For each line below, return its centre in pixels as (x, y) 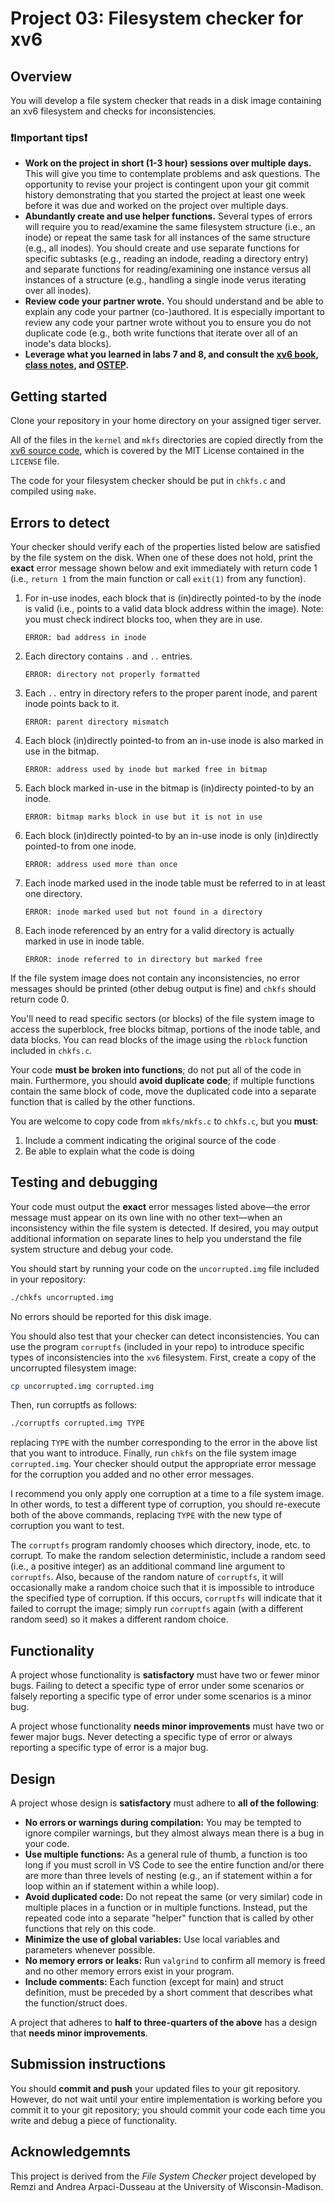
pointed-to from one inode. (80, 846)
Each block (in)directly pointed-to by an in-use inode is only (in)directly (171, 835)
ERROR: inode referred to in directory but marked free (143, 959)
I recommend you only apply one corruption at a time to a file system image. (167, 1494)
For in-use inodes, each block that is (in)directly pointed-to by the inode (173, 598)
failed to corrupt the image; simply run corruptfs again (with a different (157, 1609)
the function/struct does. (76, 2003)
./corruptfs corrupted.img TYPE (77, 1423)
